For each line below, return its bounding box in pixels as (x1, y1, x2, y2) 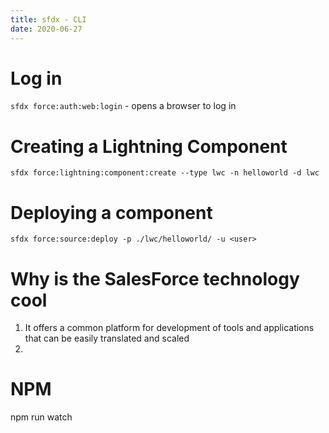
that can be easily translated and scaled (24, 332, 190, 345)
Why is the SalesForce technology (10, 267, 300, 290)
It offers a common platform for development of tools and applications (24, 322, 315, 334)
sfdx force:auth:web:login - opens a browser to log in (10, 100, 237, 112)
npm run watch (10, 411, 73, 423)
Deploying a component (10, 201, 213, 224)
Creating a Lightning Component (10, 135, 288, 158)
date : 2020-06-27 (10, 24, 83, 34)
